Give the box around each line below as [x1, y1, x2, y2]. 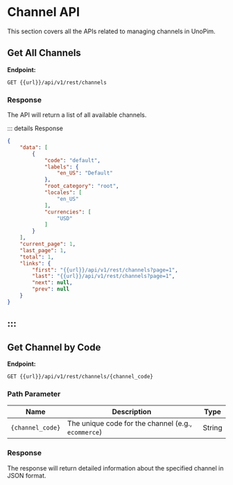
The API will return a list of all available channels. [7, 111, 147, 119]
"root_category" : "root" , [44, 183, 119, 190]
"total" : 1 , [19, 254, 54, 261]
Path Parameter [7, 389, 61, 398]
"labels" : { [44, 164, 79, 170]
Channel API [7, 4, 80, 20]
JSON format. [7, 471, 46, 479]
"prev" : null [32, 285, 70, 293]
